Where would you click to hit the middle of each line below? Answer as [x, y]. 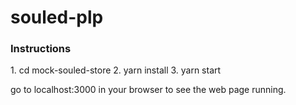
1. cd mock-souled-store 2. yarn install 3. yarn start [116, 70]
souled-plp [57, 17]
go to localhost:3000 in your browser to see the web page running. [148, 90]
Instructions [41, 49]
